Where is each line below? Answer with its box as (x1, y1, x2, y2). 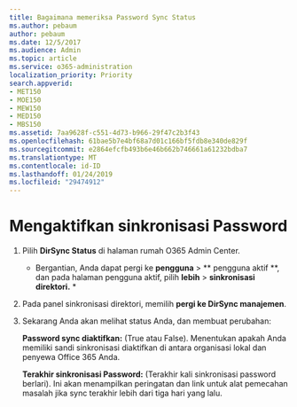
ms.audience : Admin (9, 46, 82, 55)
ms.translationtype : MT (9, 153, 98, 162)
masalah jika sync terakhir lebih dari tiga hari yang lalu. (21, 387, 223, 399)
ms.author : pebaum (9, 21, 77, 30)
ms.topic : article (9, 54, 77, 63)
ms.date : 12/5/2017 (9, 37, 82, 47)
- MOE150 (9, 95, 42, 105)
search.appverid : (9, 79, 74, 88)
